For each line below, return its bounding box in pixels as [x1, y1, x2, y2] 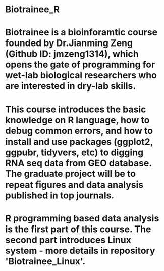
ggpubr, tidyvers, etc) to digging [5, 147, 144, 158]
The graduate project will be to [5, 168, 136, 179]
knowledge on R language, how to [5, 114, 150, 126]
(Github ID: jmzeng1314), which [5, 48, 139, 60]
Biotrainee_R [5, 4, 60, 15]
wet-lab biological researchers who [5, 70, 157, 81]
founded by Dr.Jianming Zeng [5, 37, 133, 49]
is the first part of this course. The [5, 223, 151, 235]
